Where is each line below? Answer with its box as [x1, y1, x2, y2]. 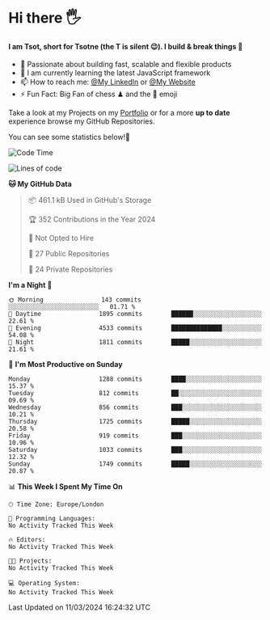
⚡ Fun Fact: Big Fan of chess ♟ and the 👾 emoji [19, 89, 178, 99]
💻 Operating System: [8, 580, 81, 588]
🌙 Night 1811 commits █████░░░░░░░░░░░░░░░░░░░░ [8, 339, 263, 347]
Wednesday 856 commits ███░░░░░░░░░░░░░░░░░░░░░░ [8, 403, 263, 411]
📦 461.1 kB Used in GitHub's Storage [27, 196, 152, 205]
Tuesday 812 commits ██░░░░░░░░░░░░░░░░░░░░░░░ [8, 390, 263, 398]
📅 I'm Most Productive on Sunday [8, 360, 123, 369]
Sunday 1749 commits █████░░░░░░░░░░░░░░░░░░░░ [8, 460, 263, 468]
